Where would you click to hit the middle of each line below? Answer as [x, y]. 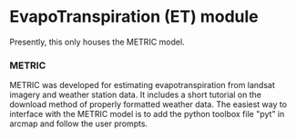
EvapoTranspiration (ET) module [134, 17]
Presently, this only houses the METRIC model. [97, 42]
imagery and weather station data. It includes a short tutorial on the [136, 95]
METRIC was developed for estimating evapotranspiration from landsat [143, 85]
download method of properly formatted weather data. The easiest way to [148, 104]
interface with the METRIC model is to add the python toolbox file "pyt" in [147, 114]
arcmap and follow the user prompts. [79, 123]
